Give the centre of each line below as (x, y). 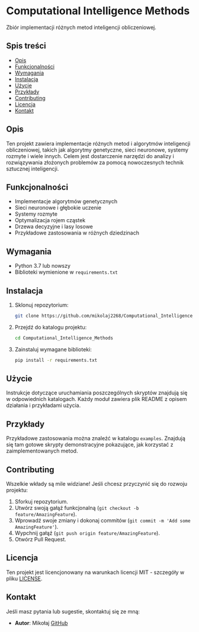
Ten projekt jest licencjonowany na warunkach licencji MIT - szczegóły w (95, 572)
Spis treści (26, 46)
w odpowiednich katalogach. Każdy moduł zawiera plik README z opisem (97, 399)
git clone (27, 316)
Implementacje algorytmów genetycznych (66, 201)
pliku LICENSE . (24, 578)
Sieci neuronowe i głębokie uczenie (58, 208)
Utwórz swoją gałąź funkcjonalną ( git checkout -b (77, 508)
